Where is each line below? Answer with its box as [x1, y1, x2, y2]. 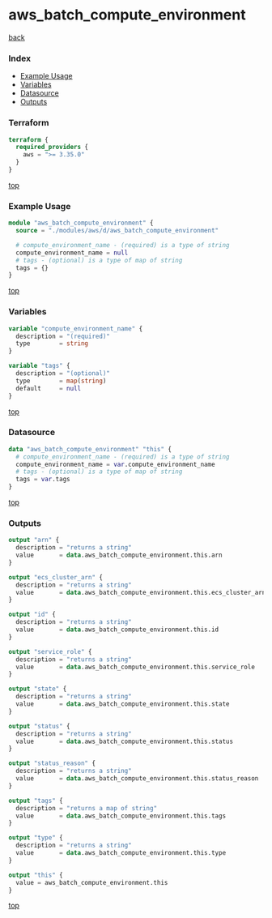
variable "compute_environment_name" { [8, 324, 143, 333]
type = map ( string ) [15, 377, 107, 385]
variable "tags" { [8, 362, 70, 370]
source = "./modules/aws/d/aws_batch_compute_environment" [15, 227, 219, 235]
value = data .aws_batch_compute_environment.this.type [15, 849, 227, 857]
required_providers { [15, 143, 89, 152]
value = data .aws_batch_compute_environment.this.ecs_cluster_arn [15, 588, 266, 596]
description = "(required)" [15, 332, 111, 340]
